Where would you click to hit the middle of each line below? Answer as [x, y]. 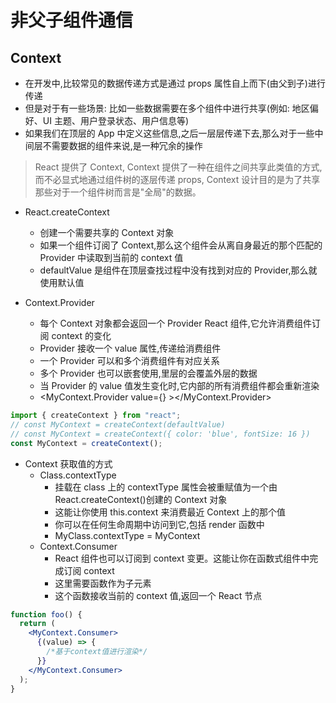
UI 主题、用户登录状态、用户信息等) [116, 120]
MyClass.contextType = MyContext [127, 535]
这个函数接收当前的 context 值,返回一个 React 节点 [158, 595]
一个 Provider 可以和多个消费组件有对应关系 [129, 360]
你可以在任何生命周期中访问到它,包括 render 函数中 [159, 524]
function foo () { [46, 614]
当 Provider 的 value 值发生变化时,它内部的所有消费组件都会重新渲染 [179, 385]
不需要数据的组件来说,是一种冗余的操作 [122, 145]
